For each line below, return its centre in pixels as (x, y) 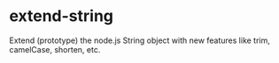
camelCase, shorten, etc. (55, 49)
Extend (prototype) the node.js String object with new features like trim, (139, 40)
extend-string (61, 16)
